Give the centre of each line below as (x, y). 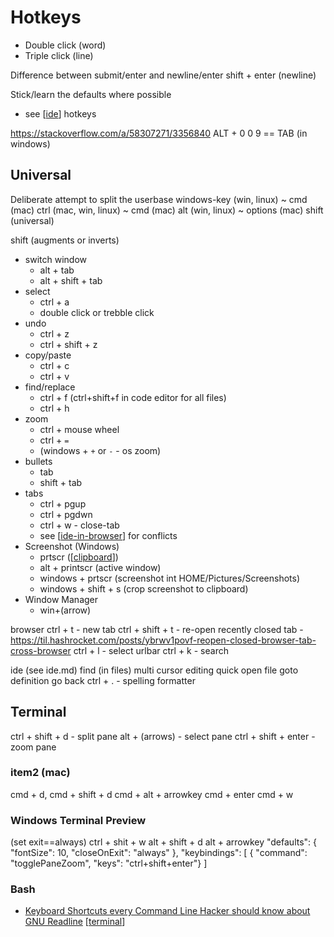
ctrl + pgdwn (66, 514)
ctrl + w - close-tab (79, 525)
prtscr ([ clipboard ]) (79, 557)
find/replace (50, 387)
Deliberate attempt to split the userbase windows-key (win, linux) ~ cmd (159, 199)
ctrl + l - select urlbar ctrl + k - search (151, 650)
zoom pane (33, 747)
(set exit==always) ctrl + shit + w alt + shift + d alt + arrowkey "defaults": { (164, 842)
